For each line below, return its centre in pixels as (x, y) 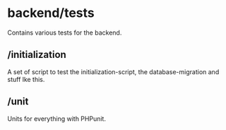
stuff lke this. (26, 79)
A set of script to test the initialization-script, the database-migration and (113, 71)
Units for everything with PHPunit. (56, 119)
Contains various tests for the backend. (65, 32)
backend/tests (51, 13)
